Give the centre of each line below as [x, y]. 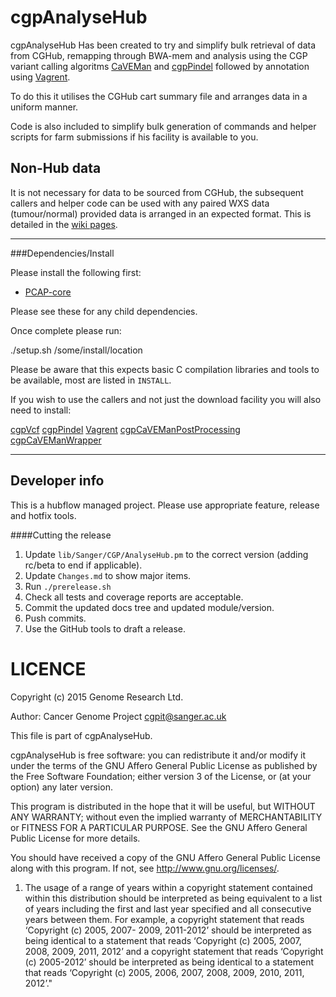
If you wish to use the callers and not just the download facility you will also [166, 399]
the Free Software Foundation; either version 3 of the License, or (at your [161, 776]
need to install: [41, 410]
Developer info [57, 481]
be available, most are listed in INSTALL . [91, 380]
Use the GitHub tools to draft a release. [105, 628]
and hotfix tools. [43, 515]
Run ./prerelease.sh [68, 586]
